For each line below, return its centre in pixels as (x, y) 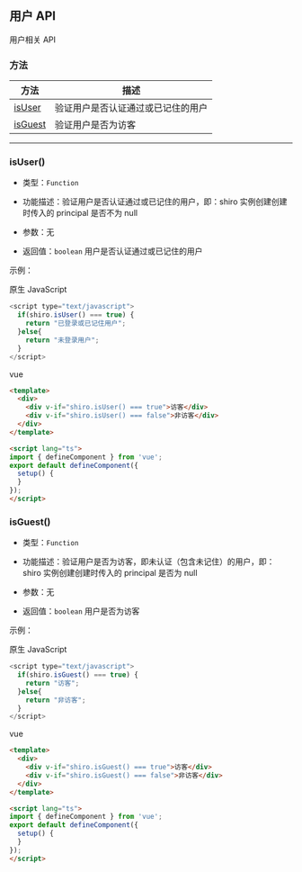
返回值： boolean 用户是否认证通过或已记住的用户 (112, 251)
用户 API (33, 16)
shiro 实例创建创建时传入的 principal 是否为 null (110, 573)
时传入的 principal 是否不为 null (80, 213)
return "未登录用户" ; (62, 340)
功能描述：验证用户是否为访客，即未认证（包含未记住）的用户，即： (148, 562)
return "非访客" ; (56, 700)
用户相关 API (33, 40)
